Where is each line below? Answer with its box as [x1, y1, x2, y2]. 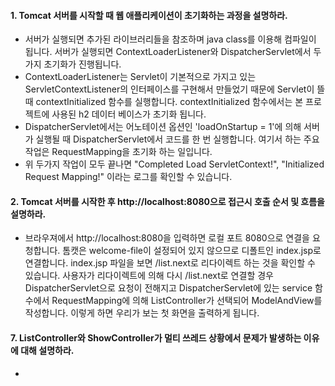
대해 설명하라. [20, 345, 75, 356]
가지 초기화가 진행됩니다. [24, 58, 122, 70]
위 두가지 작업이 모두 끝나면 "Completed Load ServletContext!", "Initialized [24, 158, 325, 170]
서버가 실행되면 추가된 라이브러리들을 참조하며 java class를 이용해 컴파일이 [24, 33, 317, 45]
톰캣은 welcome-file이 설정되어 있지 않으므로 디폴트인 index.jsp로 [62, 245, 322, 257]
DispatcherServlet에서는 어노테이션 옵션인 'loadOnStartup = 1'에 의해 [24, 121, 302, 133]
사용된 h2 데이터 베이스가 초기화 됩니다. [51, 108, 207, 120]
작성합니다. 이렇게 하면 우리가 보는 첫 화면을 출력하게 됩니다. [24, 307, 260, 319]
